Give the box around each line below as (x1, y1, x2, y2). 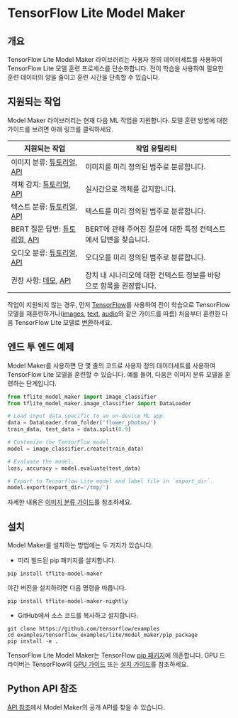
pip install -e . (7, 638, 59, 645)
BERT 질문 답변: (11, 224, 62, 234)
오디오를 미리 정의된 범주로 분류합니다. (84, 252, 206, 262)
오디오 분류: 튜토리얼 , (11, 247, 78, 257)
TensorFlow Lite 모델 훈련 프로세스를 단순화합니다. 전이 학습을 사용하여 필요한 (7, 64, 225, 73)
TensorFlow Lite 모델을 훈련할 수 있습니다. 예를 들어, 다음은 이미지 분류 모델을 (7, 370, 224, 378)
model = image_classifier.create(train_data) (7, 445, 144, 452)
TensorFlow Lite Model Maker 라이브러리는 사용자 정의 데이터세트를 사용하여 (7, 55, 223, 63)
